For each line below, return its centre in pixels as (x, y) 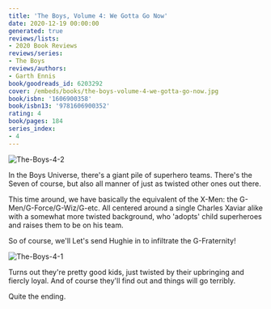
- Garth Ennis (32, 76)
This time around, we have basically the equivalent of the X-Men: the (123, 199)
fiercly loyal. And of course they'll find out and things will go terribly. (122, 281)
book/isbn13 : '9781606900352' (59, 106)
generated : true (36, 31)
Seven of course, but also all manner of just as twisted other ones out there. (135, 184)
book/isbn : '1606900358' (50, 99)
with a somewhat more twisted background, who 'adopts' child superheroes (135, 216)
